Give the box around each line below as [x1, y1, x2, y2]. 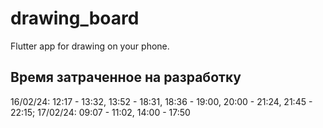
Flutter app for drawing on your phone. [10, 40, 170, 52]
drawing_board [10, 7, 140, 30]
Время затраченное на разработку [10, 69, 242, 86]
